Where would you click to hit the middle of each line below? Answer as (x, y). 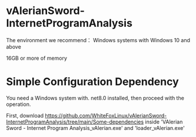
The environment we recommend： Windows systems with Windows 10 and (98, 40)
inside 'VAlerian (164, 122)
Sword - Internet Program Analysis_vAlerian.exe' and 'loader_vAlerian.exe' (96, 128)
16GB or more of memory (37, 58)
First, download (25, 115)
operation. (19, 104)
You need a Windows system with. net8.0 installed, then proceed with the (95, 98)
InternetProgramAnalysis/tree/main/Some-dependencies (75, 122)
